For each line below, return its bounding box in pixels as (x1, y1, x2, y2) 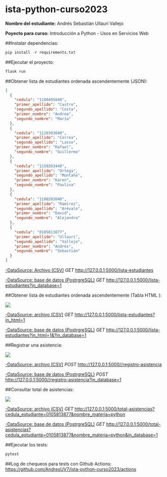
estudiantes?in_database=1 (5, 282, 62, 289)
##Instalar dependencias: (5, 40, 59, 46)
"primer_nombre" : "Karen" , (14, 178, 71, 183)
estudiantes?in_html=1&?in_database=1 (5, 332, 87, 338)
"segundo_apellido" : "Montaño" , (14, 173, 82, 178)
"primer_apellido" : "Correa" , (14, 135, 78, 140)
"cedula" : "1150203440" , (14, 164, 67, 169)
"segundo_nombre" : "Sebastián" (14, 248, 80, 253)
